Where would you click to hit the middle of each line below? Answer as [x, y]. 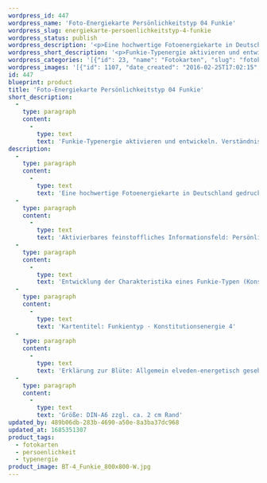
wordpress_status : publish [53, 38]
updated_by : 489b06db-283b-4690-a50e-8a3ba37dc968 [94, 423]
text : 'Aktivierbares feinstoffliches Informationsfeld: [133, 238]
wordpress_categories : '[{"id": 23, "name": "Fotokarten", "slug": [122, 60]
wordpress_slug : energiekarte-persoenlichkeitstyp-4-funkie [110, 30]
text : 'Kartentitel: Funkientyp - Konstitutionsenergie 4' [137, 326]
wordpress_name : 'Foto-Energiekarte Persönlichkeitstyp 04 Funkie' [122, 23]
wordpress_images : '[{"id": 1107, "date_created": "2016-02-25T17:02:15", [135, 68]
